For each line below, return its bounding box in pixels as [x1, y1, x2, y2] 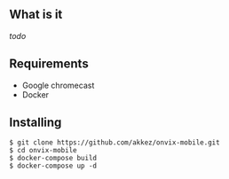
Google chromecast [21, 80, 95, 90]
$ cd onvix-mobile [9, 146, 77, 155]
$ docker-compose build [9, 154, 98, 163]
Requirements [9, 57, 89, 72]
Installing [9, 115, 62, 130]
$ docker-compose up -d [9, 161, 98, 171]
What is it [9, 7, 63, 22]
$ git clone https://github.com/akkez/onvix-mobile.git [9, 138, 220, 147]
